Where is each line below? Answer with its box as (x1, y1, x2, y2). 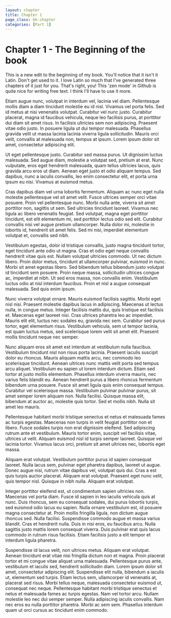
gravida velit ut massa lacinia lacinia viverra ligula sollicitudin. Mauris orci (5, 131, 159, 137)
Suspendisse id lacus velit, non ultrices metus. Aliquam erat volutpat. (5, 547, 151, 553)
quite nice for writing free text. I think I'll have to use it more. (5, 88, 132, 94)
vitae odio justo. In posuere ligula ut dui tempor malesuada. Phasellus (5, 125, 151, 131)
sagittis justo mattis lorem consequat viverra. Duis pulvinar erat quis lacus (5, 526, 161, 532)
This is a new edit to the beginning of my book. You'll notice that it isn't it (5, 72, 158, 78)
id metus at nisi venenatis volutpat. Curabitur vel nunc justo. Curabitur (5, 109, 152, 115)
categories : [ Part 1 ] (5, 22, 52, 27)
